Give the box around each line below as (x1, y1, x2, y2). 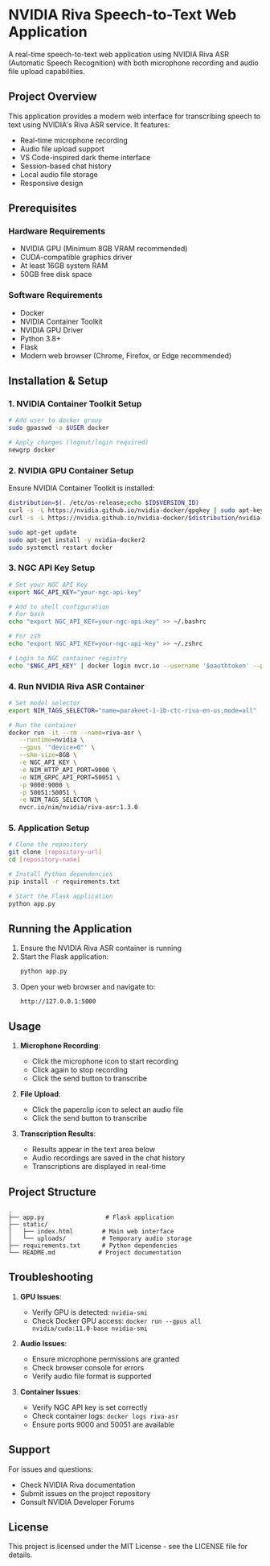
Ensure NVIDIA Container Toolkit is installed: (8, 483, 155, 493)
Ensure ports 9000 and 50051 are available (31, 1419, 175, 1429)
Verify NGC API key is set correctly (31, 1403, 148, 1412)
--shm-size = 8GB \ (18, 751, 78, 759)
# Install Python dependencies (8, 870, 113, 878)
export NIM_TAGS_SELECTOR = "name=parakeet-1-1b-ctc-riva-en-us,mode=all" (8, 706, 257, 714)
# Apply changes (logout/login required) (8, 439, 149, 447)
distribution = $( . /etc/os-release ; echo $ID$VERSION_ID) (8, 499, 199, 507)
